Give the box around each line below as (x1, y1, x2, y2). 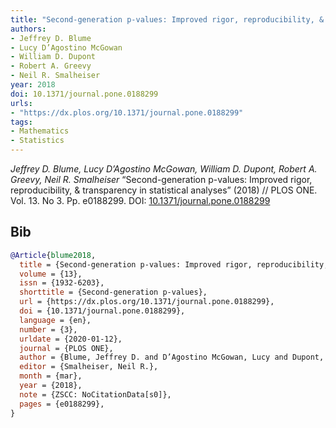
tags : (10, 117, 33, 127)
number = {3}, (19, 324, 78, 335)
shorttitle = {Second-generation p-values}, (19, 287, 208, 298)
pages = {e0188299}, (19, 399, 105, 409)
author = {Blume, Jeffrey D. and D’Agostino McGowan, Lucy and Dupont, (19, 352, 325, 363)
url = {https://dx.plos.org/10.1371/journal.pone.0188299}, (19, 297, 275, 307)
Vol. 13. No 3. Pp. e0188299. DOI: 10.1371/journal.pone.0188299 (10, 195, 271, 206)
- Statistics (10, 136, 65, 146)
